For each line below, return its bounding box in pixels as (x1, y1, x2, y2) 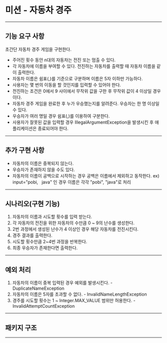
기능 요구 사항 (5, 32, 45, 40)
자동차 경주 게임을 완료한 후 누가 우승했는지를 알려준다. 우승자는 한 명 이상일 (12, 100, 160, 106)
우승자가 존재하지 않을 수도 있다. (12, 167, 75, 172)
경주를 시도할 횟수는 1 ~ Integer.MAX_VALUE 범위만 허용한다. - (12, 298, 136, 304)
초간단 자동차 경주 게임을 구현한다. (5, 46, 72, 52)
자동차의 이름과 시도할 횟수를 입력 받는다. (12, 214, 92, 220)
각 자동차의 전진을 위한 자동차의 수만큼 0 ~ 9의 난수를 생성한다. (12, 220, 135, 226)
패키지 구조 (5, 324, 37, 332)
